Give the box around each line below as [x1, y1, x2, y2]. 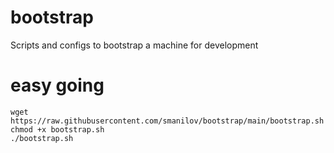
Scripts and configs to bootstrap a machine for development [10, 39, 259, 51]
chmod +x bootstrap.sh [10, 124, 105, 135]
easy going [10, 74, 105, 97]
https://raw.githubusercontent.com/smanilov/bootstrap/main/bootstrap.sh [10, 116, 325, 126]
